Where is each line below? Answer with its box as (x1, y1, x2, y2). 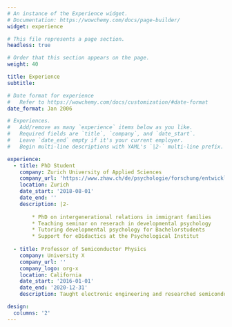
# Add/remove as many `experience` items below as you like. (7, 124, 193, 131)
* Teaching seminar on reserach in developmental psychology (32, 220, 212, 227)
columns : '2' (13, 309, 51, 317)
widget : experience (7, 23, 64, 30)
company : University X (19, 252, 85, 259)
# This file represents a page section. (7, 35, 126, 42)
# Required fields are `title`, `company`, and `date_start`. (7, 131, 196, 138)
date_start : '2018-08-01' (19, 188, 95, 195)
